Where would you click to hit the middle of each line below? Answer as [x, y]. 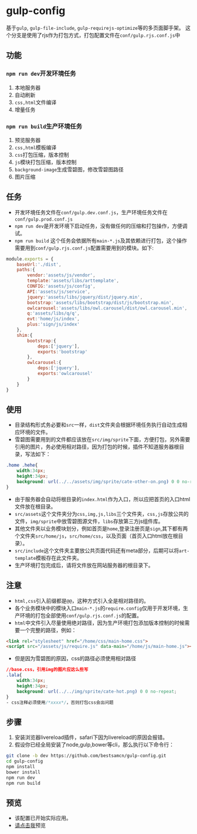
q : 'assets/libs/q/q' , [54, 313]
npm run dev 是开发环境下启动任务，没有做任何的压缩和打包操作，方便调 [101, 226]
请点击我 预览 [30, 825]
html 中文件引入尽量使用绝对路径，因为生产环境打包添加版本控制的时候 [99, 623]
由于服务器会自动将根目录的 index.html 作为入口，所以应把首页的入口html [102, 499]
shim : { [25, 335]
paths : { [26, 270]
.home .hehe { [22, 465]
